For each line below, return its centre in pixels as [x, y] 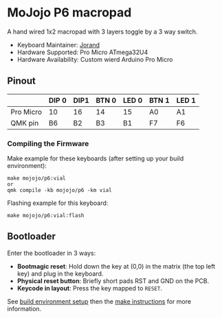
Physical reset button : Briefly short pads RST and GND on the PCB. [113, 281]
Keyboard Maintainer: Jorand [58, 45]
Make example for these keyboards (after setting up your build [96, 158]
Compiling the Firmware [48, 143]
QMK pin [25, 123]
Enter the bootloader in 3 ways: [52, 253]
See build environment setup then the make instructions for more [99, 301]
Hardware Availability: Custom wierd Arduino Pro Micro [95, 59]
